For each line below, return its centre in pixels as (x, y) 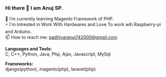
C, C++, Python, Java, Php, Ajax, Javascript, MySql (58, 54)
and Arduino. (18, 31)
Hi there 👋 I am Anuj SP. (34, 8)
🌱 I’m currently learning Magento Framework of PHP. (59, 19)
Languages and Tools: (29, 49)
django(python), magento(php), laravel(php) (50, 69)
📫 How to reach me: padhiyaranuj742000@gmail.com (61, 37)
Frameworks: (19, 64)
